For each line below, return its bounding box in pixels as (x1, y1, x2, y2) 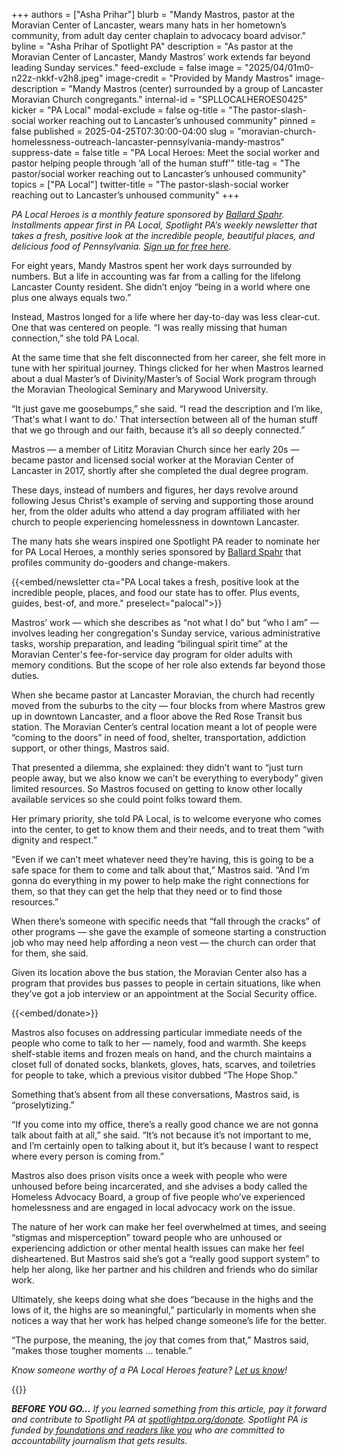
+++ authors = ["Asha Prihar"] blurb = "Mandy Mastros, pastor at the (11, 9, 296, 20)
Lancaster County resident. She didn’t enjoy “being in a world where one (11, 281, 311, 293)
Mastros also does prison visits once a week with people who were (11, 1170, 288, 1181)
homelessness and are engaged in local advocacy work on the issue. (11, 1202, 296, 1213)
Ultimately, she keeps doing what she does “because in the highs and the (11, 1294, 314, 1305)
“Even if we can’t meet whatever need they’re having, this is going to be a (11, 854, 314, 865)
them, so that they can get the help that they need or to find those (11, 885, 283, 897)
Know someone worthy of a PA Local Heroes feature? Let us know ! (11, 1364, 288, 1376)
